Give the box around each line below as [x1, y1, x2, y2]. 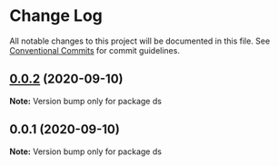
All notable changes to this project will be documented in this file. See [9, 35, 271, 46]
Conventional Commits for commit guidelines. [9, 44, 180, 55]
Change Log [9, 5, 103, 26]
